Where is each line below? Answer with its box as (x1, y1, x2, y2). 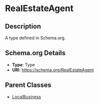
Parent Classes (5, 81, 52, 89)
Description (5, 22, 41, 30)
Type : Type (12, 61, 35, 68)
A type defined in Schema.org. (5, 35, 66, 41)
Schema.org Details (5, 49, 66, 57)
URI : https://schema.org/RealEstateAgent (12, 67, 94, 73)
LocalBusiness (12, 94, 41, 100)
